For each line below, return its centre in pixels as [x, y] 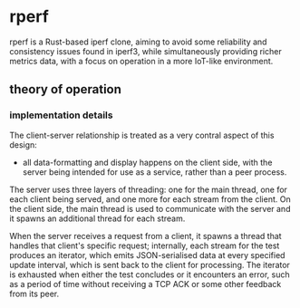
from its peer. [34, 294]
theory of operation [66, 89]
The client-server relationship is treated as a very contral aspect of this [142, 135]
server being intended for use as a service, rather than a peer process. [155, 172]
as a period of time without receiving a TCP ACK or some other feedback [145, 284]
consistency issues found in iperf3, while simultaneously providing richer [146, 51]
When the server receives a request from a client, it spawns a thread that [146, 236]
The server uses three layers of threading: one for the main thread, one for [149, 189]
